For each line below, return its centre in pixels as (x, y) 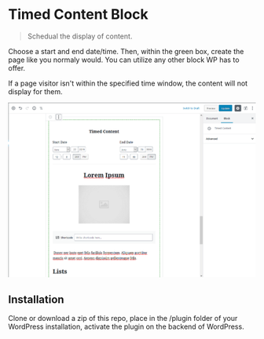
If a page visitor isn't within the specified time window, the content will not (128, 83)
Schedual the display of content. (80, 36)
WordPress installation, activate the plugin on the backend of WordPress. (126, 326)
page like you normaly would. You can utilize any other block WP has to (124, 60)
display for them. (35, 91)
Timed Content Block (79, 15)
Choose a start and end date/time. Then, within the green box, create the (126, 51)
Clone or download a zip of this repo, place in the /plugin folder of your (123, 318)
